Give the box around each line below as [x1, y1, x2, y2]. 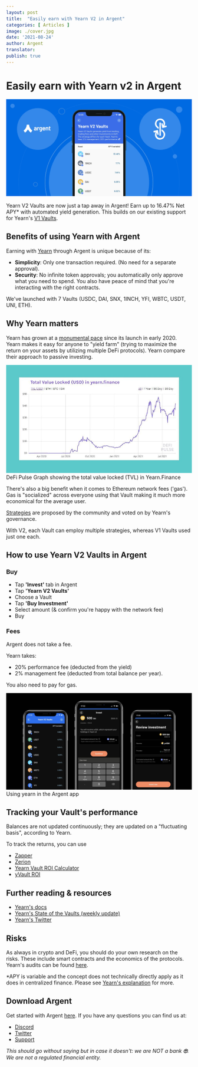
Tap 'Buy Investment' [14, 600, 69, 607]
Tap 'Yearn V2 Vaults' [14, 587, 70, 595]
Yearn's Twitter [14, 916, 52, 923]
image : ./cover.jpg [6, 28, 54, 34]
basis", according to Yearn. [6, 829, 72, 836]
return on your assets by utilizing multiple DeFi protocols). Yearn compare [6, 347, 186, 354]
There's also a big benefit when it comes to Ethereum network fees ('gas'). [6, 485, 188, 492]
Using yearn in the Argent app [6, 790, 80, 797]
